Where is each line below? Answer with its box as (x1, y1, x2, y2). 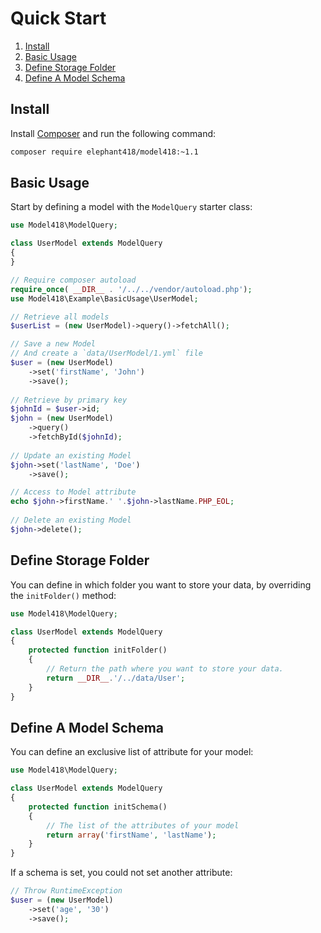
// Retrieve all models (10, 312, 110, 322)
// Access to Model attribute (10, 487, 137, 497)
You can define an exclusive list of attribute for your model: (10, 746, 254, 758)
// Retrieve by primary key (10, 395, 128, 405)
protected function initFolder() (28, 645, 168, 656)
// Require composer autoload (10, 275, 137, 285)
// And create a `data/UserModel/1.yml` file (10, 348, 203, 359)
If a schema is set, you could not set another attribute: (10, 867, 233, 879)
